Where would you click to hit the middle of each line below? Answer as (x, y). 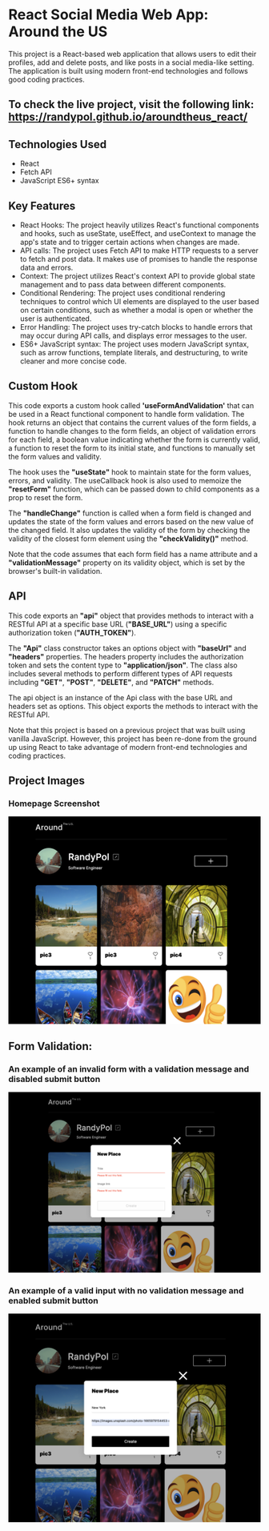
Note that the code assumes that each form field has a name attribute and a (133, 554)
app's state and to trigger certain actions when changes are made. (130, 242)
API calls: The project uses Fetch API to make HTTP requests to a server (139, 250)
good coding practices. (47, 79)
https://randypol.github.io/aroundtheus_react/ (128, 117)
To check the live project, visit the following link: (131, 104)
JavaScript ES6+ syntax (59, 181)
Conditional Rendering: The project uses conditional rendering (122, 293)
